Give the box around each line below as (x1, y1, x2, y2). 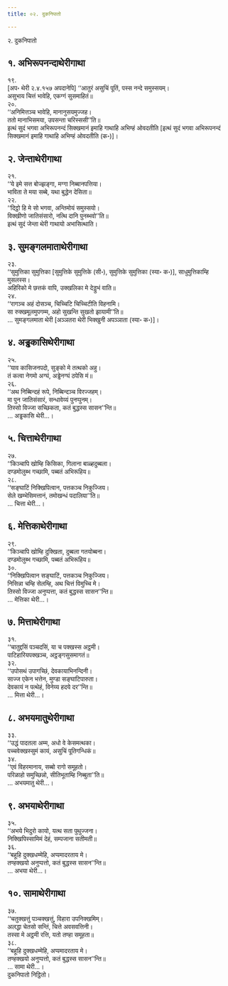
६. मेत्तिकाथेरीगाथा (7, 520, 67, 533)
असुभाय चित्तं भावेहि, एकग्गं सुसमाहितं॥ (7, 92, 94, 100)
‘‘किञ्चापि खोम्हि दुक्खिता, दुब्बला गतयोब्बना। (7, 547, 107, 556)
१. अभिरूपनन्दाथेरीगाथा (7, 58, 85, 70)
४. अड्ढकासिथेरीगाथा (7, 337, 75, 349)
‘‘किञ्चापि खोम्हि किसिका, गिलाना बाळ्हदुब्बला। (7, 459, 112, 467)
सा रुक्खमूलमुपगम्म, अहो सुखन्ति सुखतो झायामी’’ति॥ (7, 308, 124, 316)
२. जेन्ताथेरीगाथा (7, 153, 62, 165)
